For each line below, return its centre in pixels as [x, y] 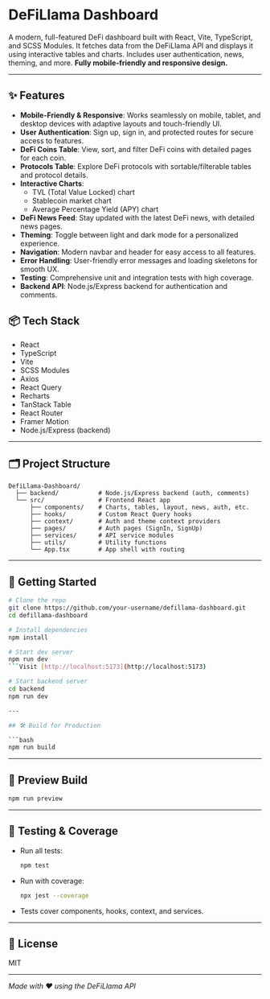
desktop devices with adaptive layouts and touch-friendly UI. [121, 123]
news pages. [41, 226]
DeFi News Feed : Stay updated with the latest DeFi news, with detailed [137, 217]
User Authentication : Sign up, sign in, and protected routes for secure [137, 132]
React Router [41, 413]
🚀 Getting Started [53, 582]
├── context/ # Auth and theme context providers [125, 522]
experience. [40, 243]
